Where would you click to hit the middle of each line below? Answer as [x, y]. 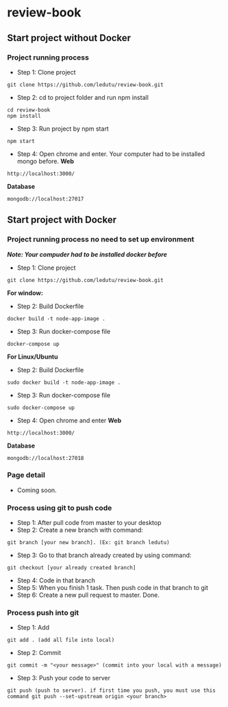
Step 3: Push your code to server [64, 678]
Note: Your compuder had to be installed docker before [87, 254]
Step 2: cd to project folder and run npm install [83, 97]
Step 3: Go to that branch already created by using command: [104, 555]
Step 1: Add [33, 628]
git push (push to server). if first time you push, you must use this [111, 691]
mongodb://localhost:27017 [46, 199]
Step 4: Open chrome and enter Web [69, 420]
